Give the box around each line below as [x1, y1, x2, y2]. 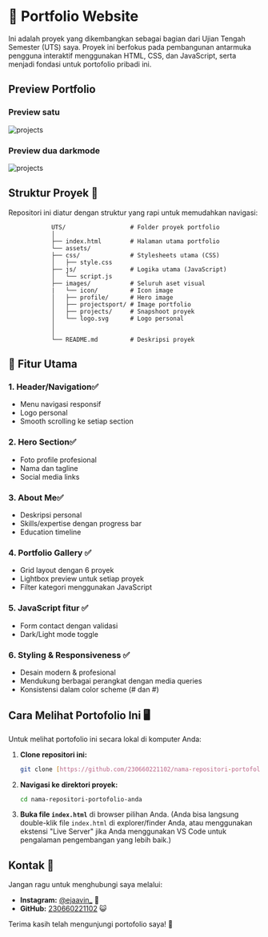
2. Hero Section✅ [8, 436, 77, 448]
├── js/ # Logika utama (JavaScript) [50, 265, 227, 274]
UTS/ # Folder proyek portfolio [50, 223, 220, 231]
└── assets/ [50, 244, 91, 252]
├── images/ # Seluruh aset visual [50, 279, 206, 287]
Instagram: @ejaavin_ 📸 [19, 895, 100, 905]
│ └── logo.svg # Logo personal [50, 314, 184, 322]
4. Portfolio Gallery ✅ [8, 547, 92, 558]
